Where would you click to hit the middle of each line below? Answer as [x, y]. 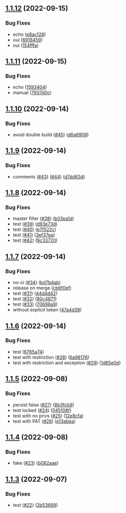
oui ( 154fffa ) [26, 45]
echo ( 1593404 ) [30, 87]
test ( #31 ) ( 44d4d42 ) [35, 294]
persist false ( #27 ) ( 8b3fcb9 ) [43, 405]
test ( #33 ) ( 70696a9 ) [35, 304]
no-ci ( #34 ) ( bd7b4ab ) [37, 283]
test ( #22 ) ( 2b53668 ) [35, 505]
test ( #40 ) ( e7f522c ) [34, 230]
